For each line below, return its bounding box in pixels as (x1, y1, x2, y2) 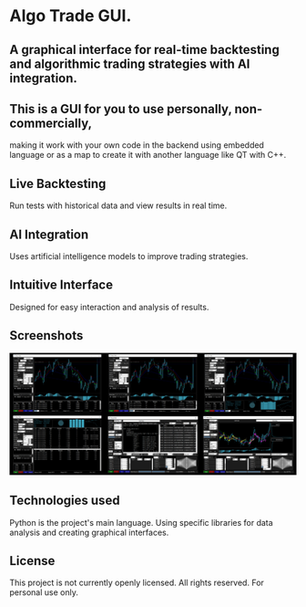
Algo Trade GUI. (9, 5, 132, 26)
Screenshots (9, 328, 84, 343)
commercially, (9, 115, 93, 131)
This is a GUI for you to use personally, (9, 101, 232, 117)
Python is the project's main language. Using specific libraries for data (9, 517, 273, 528)
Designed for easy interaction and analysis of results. (9, 301, 209, 312)
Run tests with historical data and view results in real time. (9, 200, 228, 211)
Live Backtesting (9, 175, 107, 192)
